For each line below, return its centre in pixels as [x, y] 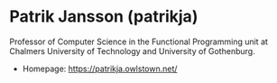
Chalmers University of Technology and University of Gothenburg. [132, 51]
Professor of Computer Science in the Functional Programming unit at [139, 41]
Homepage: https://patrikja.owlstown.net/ [100, 69]
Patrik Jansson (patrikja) [104, 17]
